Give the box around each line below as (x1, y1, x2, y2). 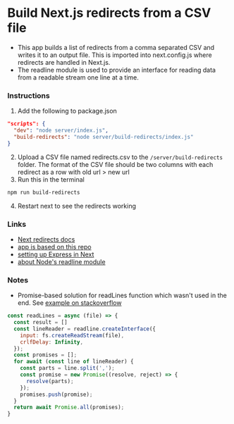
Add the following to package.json (17, 107, 118, 116)
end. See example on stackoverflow (17, 299, 122, 307)
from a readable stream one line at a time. (17, 73, 139, 82)
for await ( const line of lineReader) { (13, 358, 134, 366)
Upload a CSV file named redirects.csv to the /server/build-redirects (17, 153, 223, 161)
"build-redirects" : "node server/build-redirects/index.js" (13, 133, 194, 140)
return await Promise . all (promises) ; (13, 404, 125, 411)
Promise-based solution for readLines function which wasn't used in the (17, 291, 227, 300)
